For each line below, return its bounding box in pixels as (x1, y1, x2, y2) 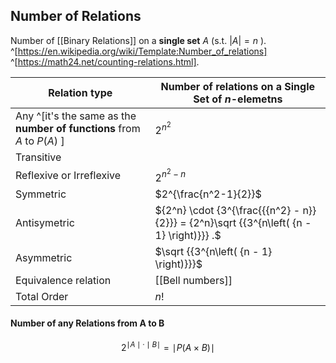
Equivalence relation (15, 273, 112, 287)
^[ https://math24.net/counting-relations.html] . (10, 55, 200, 68)
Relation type (48, 85, 113, 99)
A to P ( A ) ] (15, 134, 65, 148)
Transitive (15, 150, 62, 164)
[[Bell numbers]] (154, 273, 233, 287)
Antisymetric (15, 215, 75, 229)
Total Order (15, 289, 69, 303)
